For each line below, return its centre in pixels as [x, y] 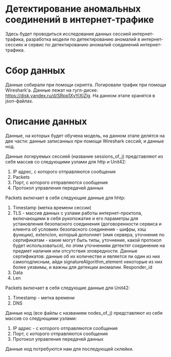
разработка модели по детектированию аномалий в [83, 39]
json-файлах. [19, 101]
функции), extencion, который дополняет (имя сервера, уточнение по [89, 234]
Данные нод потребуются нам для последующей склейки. [69, 349]
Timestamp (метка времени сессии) [52, 207]
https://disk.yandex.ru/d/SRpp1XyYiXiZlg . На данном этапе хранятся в [80, 95]
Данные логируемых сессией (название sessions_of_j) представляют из [84, 156]
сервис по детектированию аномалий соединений [83, 44]
